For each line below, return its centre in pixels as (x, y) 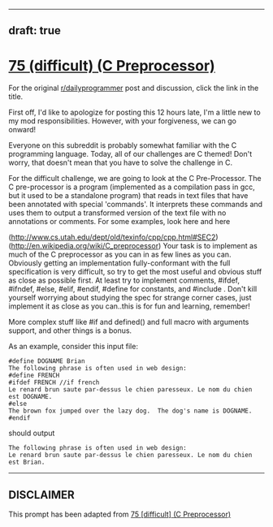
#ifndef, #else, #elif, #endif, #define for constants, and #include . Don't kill (133, 289)
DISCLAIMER (41, 495)
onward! (22, 130)
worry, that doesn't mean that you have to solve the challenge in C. (121, 162)
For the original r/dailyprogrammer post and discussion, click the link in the (134, 88)
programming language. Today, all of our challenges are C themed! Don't (130, 154)
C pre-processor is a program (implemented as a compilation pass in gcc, (132, 187)
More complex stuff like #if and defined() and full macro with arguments (129, 322)
